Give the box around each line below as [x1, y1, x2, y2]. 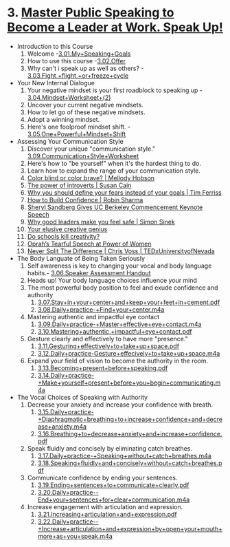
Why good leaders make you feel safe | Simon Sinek [27, 217, 175, 226]
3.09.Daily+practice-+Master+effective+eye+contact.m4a [37, 320, 202, 328]
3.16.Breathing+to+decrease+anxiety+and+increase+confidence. [37, 429, 222, 438]
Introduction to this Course [16, 42, 93, 50]
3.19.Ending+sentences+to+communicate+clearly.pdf [37, 480, 189, 489]
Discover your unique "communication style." [27, 144, 156, 153]
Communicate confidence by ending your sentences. [27, 473, 178, 482]
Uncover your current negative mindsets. [27, 100, 144, 109]
